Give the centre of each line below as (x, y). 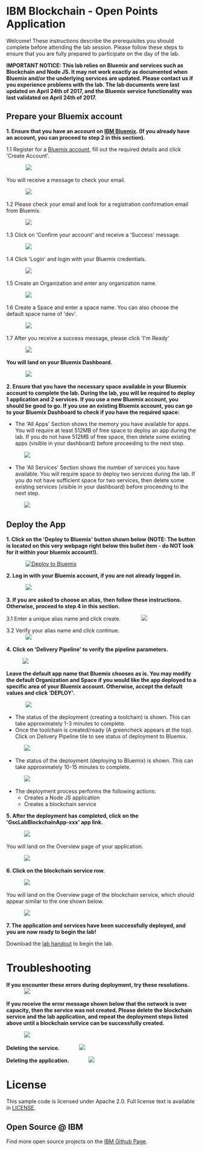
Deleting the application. (38, 1060)
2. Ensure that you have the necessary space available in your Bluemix (96, 386)
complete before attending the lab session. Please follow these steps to (95, 47)
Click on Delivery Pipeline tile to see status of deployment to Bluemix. (101, 736)
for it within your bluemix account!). (52, 552)
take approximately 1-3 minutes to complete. (70, 723)
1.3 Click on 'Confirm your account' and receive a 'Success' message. (93, 235)
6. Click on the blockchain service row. (56, 870)
